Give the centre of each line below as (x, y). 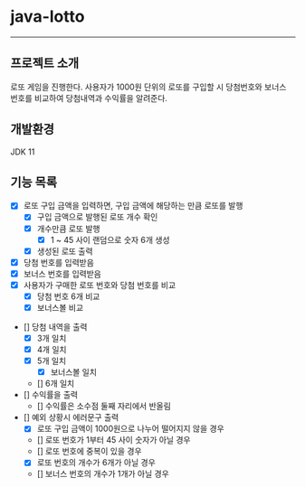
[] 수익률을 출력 (51, 395)
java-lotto (48, 17)
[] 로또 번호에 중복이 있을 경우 (90, 451)
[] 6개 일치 (56, 384)
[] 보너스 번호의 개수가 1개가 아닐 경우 (103, 474)
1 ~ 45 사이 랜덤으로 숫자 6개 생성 (110, 239)
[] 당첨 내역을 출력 (55, 327)
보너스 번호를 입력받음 (62, 274)
